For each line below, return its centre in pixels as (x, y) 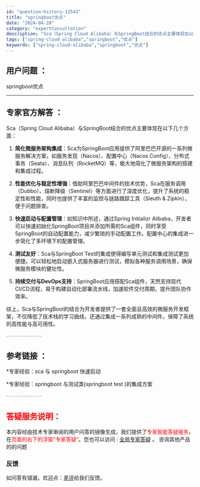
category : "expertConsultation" (46, 28)
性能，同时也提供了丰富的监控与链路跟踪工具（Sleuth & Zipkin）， (110, 198)
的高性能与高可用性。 (32, 324)
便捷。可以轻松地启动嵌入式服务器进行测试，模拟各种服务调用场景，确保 (103, 261)
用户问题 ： (27, 71)
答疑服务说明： (34, 416)
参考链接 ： (27, 356)
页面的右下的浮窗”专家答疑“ (45, 439)
